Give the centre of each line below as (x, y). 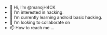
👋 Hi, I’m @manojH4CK (32, 7)
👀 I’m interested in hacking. (36, 12)
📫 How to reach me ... (32, 28)
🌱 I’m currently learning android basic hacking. (56, 17)
